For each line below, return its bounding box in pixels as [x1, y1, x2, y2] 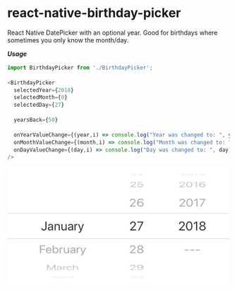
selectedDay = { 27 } [13, 101, 65, 109]
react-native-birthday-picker [7, 5, 181, 21]
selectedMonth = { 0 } [13, 94, 68, 101]
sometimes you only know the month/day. [7, 35, 129, 44]
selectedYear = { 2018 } [13, 86, 74, 93]
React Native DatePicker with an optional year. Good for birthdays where [7, 28, 218, 37]
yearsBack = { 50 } [13, 117, 59, 124]
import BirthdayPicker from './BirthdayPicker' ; [7, 64, 153, 71]
